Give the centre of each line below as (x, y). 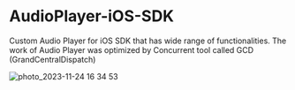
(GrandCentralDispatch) (53, 59)
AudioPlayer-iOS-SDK (92, 16)
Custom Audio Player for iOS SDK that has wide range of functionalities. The (148, 41)
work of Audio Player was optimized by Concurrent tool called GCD (132, 49)
